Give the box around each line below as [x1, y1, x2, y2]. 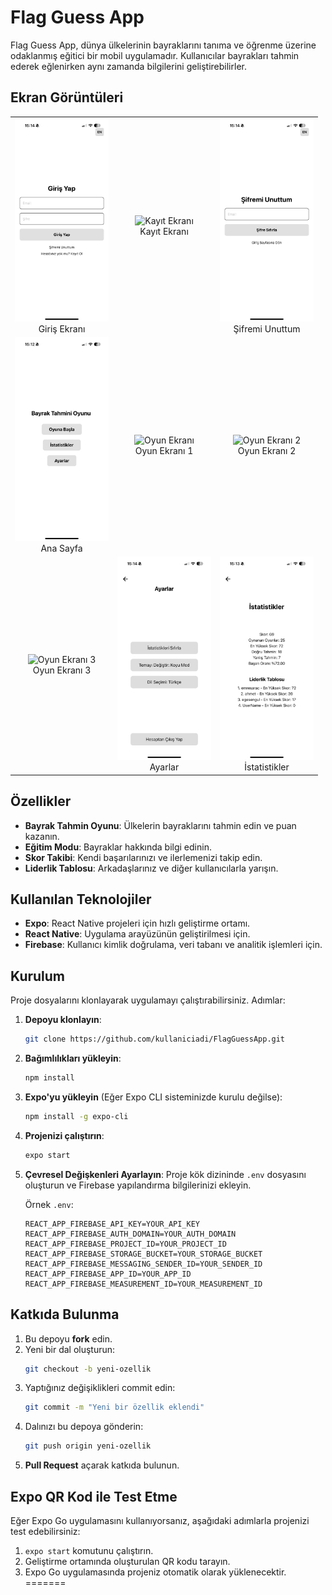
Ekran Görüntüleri [10, 89, 124, 106]
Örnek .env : [24, 1198, 74, 1210]
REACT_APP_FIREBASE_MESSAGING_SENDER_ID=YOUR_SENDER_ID [24, 1259, 263, 1269]
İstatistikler [244, 761, 290, 773]
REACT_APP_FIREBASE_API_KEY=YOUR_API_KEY [24, 1219, 200, 1229]
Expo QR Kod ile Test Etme [10, 1488, 178, 1505]
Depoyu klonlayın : [24, 1014, 102, 1026]
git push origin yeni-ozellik [24, 1441, 152, 1451]
